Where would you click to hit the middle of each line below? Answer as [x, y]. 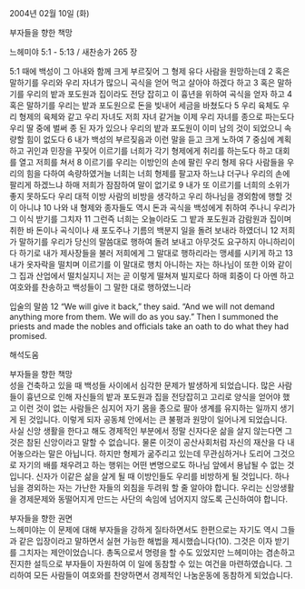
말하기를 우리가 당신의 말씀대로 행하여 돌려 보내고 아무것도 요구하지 [138, 242]
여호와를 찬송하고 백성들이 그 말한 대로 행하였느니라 [100, 287]
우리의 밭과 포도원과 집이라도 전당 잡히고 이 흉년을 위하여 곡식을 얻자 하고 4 [159, 94]
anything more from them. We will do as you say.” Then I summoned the [144, 317]
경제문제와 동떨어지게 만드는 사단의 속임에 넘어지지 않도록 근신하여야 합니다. [153, 499]
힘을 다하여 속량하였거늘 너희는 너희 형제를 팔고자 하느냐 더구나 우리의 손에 [158, 174]
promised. [28, 336]
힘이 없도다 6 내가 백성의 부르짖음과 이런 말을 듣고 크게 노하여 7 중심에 [150, 140]
